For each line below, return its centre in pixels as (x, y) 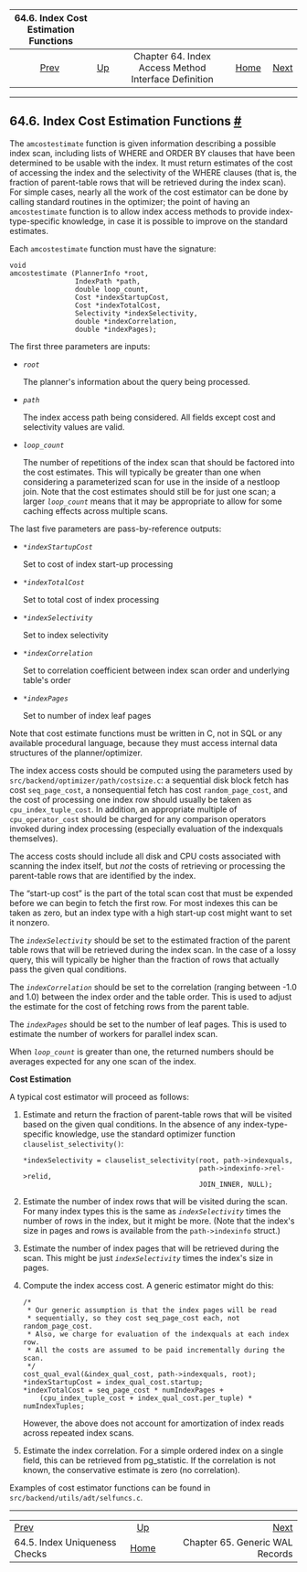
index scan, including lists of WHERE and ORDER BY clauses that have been (152, 153)
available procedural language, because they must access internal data (143, 743)
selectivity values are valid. (74, 427)
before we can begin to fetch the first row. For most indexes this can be (144, 903)
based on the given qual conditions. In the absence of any (132, 1124)
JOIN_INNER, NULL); (236, 1184)
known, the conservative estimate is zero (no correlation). (131, 1470)
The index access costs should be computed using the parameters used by (151, 770)
